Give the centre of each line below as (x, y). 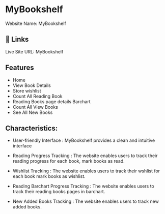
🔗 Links (17, 39)
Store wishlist (27, 90)
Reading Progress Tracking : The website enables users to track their (85, 156)
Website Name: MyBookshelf (36, 23)
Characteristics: (32, 128)
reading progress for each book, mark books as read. (68, 161)
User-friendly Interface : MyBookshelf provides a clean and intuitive (84, 140)
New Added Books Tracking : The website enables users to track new (86, 201)
